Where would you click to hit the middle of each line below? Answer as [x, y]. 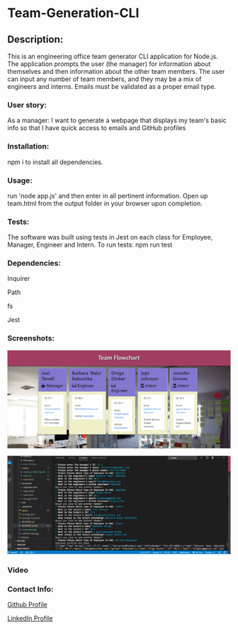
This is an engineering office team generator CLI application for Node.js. [113, 56]
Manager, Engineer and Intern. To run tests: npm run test [90, 245]
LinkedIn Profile [30, 618]
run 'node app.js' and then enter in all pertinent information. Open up [108, 195]
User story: [27, 104]
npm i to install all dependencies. [55, 162]
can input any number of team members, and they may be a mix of [104, 79]
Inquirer [19, 279]
